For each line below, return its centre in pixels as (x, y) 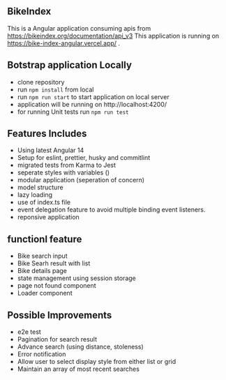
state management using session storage (76, 278)
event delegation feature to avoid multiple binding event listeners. (111, 210)
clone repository (41, 82)
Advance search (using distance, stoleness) (81, 347)
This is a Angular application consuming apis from (79, 28)
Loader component (45, 293)
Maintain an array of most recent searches (78, 369)
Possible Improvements (60, 315)
